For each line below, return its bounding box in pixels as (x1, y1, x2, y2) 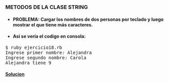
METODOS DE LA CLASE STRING (5, 4, 88, 11)
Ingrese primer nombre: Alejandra (5, 49, 92, 56)
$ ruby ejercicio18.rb (5, 44, 62, 50)
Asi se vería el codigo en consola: (12, 33, 86, 39)
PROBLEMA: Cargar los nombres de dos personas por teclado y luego (12, 16, 164, 22)
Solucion (5, 71, 25, 77)
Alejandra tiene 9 (5, 60, 52, 66)
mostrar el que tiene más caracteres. (12, 21, 93, 28)
